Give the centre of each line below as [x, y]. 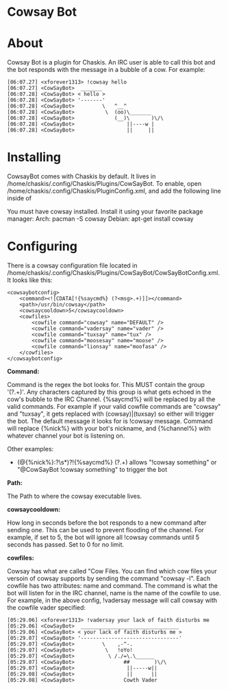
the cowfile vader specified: [47, 607]
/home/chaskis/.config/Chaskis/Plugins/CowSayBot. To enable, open [104, 184]
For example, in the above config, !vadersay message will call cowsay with [112, 600]
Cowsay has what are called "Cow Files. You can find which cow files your [112, 571]
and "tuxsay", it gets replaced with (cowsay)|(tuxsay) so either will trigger [111, 414]
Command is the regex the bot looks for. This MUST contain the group [106, 384]
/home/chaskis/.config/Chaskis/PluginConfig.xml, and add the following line [114, 191]
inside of [20, 198]
